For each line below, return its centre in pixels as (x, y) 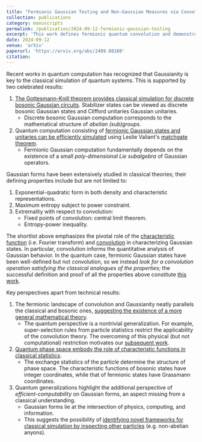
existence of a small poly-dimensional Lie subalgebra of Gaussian (106, 156)
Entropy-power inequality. (56, 224)
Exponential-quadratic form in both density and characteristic (91, 192)
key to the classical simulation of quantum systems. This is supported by (96, 80)
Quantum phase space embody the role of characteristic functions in (100, 349)
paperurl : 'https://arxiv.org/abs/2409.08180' (66, 51)
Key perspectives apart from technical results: (63, 292)
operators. (37, 162)
